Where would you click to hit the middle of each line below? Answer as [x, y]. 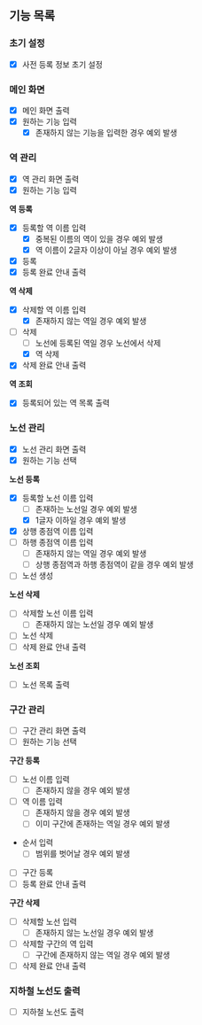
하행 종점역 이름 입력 [58, 542]
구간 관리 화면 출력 [54, 730]
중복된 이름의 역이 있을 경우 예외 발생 [99, 238]
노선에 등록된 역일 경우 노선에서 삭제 [98, 343]
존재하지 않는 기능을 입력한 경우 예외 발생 [106, 133]
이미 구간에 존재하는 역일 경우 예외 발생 [103, 824]
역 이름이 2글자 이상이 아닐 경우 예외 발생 [106, 250]
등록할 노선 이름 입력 [58, 498]
